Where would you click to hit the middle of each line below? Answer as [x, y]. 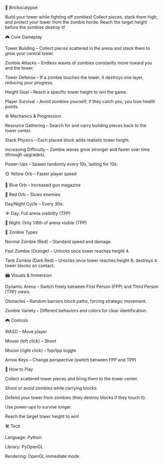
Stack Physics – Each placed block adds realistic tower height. [68, 140]
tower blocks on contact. [30, 266]
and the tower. [19, 68]
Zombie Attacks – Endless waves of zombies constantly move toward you [79, 63]
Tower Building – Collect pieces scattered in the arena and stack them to [78, 48]
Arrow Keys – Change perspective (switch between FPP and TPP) [71, 360]
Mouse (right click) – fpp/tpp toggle [41, 350]
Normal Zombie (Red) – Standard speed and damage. [58, 241]
